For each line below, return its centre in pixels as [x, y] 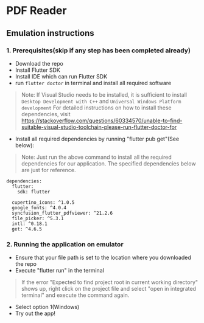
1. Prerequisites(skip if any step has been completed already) [98, 50]
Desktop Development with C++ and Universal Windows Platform [101, 101]
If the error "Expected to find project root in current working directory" [110, 282]
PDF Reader [37, 11]
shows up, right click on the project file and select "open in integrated [109, 289]
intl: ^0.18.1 [30, 224]
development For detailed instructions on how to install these [96, 108]
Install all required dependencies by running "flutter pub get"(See [97, 139]
